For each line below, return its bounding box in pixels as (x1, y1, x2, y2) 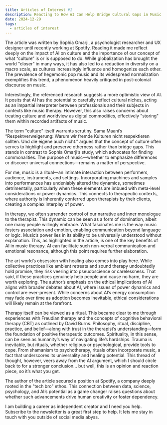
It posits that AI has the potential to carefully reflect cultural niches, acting (5, 97, 157, 103)
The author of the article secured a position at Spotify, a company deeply (5, 378, 156, 384)
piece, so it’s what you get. (5, 368, 60, 375)
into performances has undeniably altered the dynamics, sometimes (5, 180, 145, 186)
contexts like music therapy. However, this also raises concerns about (5, 108, 149, 114)
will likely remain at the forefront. (5, 300, 73, 306)
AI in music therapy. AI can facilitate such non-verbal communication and (5, 243, 156, 249)
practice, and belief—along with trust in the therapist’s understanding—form (5, 326, 162, 332)
